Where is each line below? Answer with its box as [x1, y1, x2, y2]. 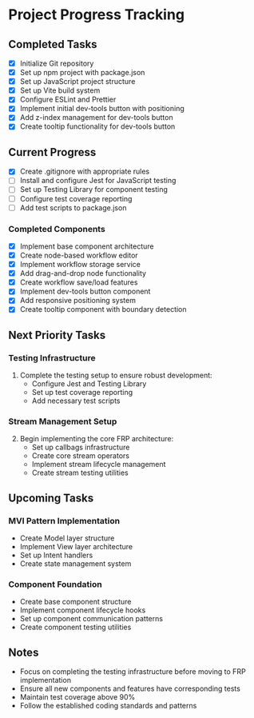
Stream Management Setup [8, 416, 117, 427]
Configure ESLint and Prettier [19, 94, 117, 105]
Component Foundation [8, 579, 102, 590]
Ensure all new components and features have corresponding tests [19, 684, 241, 693]
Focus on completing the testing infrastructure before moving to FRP [19, 667, 246, 676]
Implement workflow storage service [19, 260, 141, 269]
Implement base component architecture [19, 241, 154, 251]
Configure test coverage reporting [19, 193, 133, 203]
